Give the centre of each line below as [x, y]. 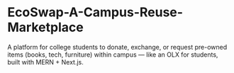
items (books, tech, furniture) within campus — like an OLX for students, [113, 55]
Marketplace [45, 27]
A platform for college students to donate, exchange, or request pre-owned [117, 47]
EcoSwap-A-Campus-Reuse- [95, 12]
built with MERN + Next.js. [45, 62]
